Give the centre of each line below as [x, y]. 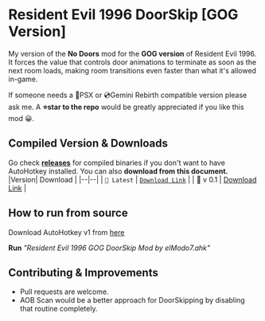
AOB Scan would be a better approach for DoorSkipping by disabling [132, 300]
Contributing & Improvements [84, 272]
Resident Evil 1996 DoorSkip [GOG [123, 15]
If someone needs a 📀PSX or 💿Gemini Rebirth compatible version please [128, 95]
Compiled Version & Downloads [88, 144]
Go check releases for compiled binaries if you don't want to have [117, 162]
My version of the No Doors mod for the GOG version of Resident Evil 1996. [132, 53]
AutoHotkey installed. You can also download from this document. [118, 171]
